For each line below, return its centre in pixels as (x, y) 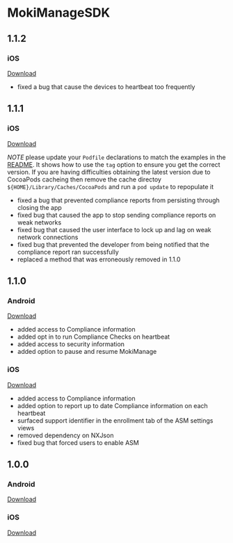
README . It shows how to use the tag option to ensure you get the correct (114, 164)
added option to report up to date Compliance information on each (113, 405)
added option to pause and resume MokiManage (87, 352)
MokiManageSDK (59, 13)
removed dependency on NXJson (65, 435)
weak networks (39, 222)
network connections (48, 237)
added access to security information (71, 344)
